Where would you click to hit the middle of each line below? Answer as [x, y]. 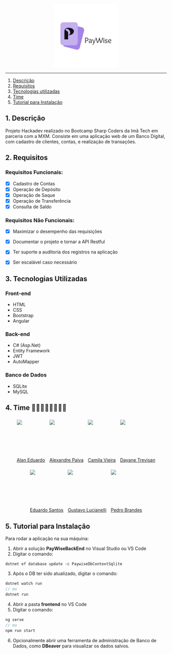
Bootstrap [23, 315]
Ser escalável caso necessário [45, 262]
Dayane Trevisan [138, 460]
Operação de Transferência [42, 201]
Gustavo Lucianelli [87, 510]
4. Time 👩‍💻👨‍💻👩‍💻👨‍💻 [36, 408]
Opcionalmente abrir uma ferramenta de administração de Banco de [84, 640]
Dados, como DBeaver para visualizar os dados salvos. [71, 646]
